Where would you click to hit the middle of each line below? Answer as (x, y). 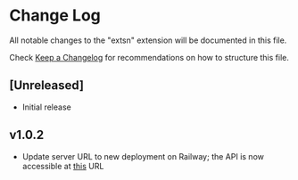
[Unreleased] (47, 86)
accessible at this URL (63, 166)
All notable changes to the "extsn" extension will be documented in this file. (148, 40)
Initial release (46, 107)
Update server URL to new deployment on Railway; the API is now (143, 156)
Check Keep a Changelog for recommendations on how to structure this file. (149, 57)
